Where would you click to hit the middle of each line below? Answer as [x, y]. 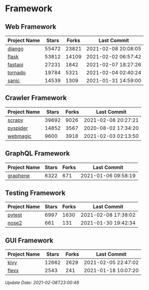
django [15, 49]
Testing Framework [35, 193]
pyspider [18, 128]
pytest [15, 215]
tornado [17, 73]
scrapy [15, 120]
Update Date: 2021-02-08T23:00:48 [42, 283]
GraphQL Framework [37, 153]
